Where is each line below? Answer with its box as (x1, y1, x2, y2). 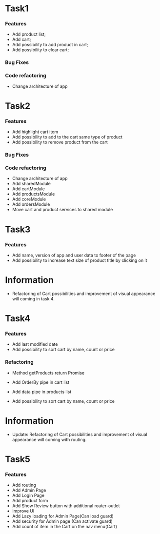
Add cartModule (12, 186, 45, 192)
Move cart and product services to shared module (12, 207, 113, 213)
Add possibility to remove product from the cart (12, 139, 108, 145)
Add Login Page (12, 493, 45, 498)
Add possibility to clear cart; (12, 47, 69, 53)
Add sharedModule (12, 181, 51, 187)
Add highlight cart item (12, 129, 59, 135)
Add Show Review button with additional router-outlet (12, 503, 120, 509)
